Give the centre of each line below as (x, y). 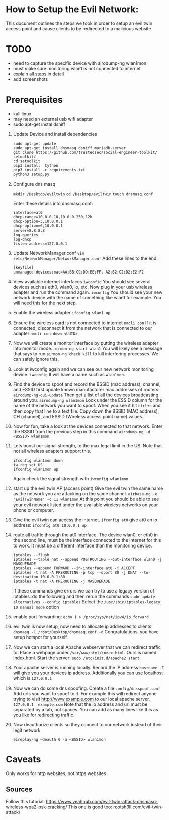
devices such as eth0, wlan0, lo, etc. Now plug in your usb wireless (82, 287)
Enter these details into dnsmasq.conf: (53, 203)
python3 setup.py (31, 174)
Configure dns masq (34, 184)
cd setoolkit (27, 161)
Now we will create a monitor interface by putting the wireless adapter (86, 343)
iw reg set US (28, 465)
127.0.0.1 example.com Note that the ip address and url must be (80, 704)
